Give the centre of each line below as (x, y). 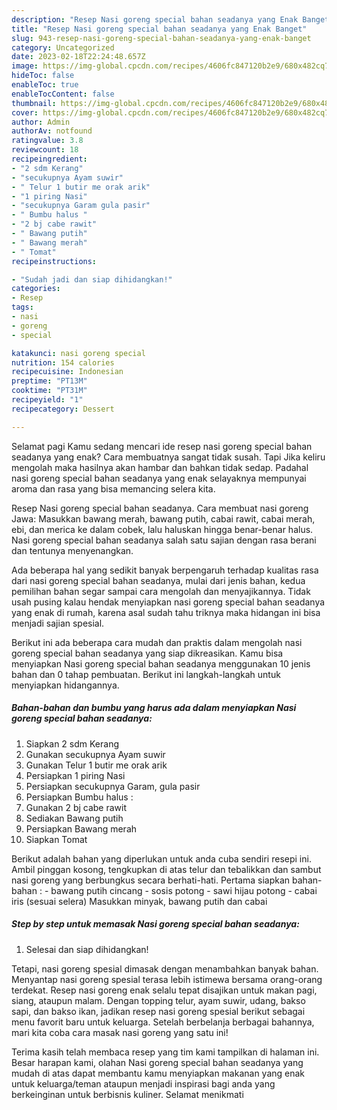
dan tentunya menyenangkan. (72, 550)
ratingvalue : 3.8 (47, 141)
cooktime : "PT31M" (49, 391)
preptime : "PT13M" (49, 381)
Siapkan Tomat (56, 839)
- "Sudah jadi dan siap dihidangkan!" (92, 279)
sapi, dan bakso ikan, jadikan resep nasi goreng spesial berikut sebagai (158, 1011)
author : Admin (41, 122)
